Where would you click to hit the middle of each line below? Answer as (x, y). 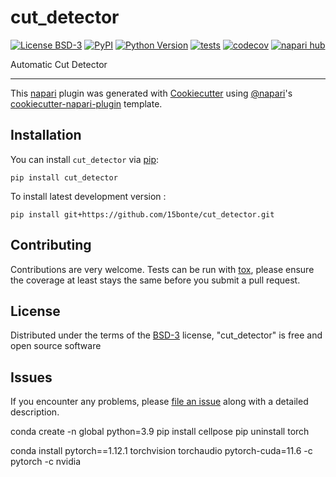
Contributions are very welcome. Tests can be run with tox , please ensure (162, 269)
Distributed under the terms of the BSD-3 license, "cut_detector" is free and (166, 335)
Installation (46, 135)
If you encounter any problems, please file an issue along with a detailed (159, 402)
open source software (56, 346)
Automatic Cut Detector (59, 64)
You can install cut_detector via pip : (85, 159)
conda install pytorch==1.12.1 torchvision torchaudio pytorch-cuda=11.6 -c (161, 451)
